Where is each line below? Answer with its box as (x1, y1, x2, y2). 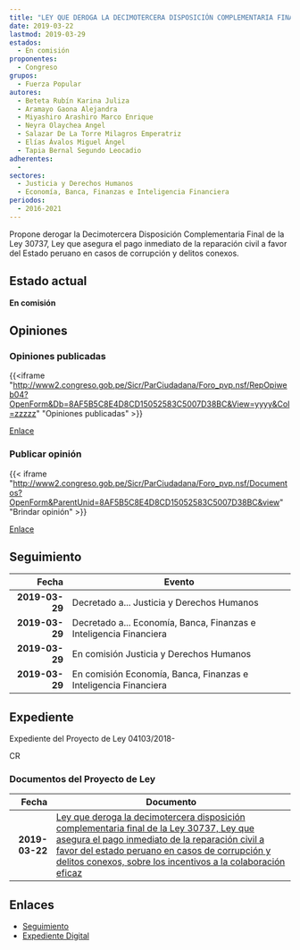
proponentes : (9, 55, 58, 63)
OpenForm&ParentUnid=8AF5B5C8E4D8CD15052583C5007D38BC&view (9, 497, 280, 508)
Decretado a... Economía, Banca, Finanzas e (71, 617, 256, 629)
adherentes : (9, 154, 54, 164)
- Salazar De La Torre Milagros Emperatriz (17, 130, 181, 139)
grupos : (9, 71, 38, 80)
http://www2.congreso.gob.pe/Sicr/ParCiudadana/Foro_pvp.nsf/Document (12, 477, 288, 488)
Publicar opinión (9, 448, 82, 460)
